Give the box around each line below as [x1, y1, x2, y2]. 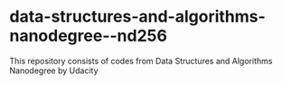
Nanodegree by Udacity [9, 65, 99, 76]
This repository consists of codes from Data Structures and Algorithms [9, 55, 273, 66]
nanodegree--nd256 [9, 25, 167, 46]
